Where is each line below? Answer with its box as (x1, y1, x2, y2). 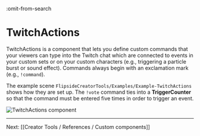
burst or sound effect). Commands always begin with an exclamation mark (6, 64, 189, 71)
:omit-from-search (6, 5, 52, 12)
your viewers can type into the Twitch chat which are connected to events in (6, 52, 193, 59)
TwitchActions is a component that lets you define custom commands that (6, 45, 189, 52)
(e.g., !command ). (6, 71, 46, 78)
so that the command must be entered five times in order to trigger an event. (6, 94, 194, 102)
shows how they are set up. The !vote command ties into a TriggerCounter (6, 88, 192, 96)
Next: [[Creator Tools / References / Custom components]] (6, 123, 151, 130)
